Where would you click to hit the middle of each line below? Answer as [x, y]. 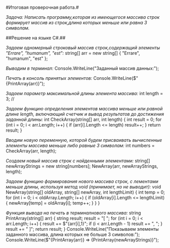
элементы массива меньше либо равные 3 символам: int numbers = [80, 145]
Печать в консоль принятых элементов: [49, 78]
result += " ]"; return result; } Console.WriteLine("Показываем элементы [82, 229]
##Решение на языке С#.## [36, 38]
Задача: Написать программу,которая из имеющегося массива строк [83, 17]
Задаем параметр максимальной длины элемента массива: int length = [84, 93]
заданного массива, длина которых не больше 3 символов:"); [73, 234]
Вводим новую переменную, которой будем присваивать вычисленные [84, 140]
